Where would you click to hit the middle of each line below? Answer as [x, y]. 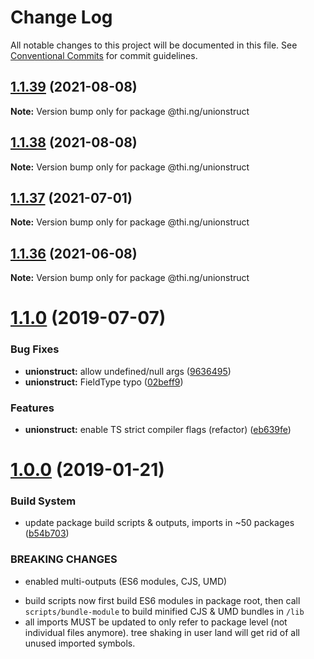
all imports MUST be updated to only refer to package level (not [156, 622]
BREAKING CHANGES [64, 559]
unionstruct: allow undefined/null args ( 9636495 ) [128, 371]
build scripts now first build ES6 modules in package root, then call [162, 600]
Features [32, 408]
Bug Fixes [35, 349]
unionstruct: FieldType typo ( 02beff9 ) [104, 382]
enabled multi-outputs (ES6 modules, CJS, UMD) [126, 581]
